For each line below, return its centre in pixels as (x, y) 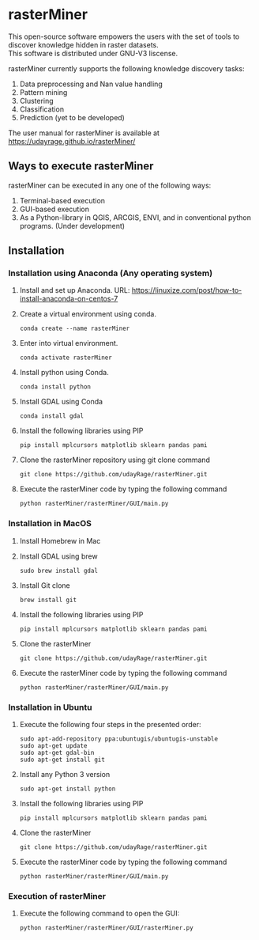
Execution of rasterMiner (57, 896)
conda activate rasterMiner (66, 358)
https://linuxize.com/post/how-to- (187, 290)
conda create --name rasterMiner (75, 329)
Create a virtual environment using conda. (88, 314)
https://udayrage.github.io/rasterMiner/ (72, 141)
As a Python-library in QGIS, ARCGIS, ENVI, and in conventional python (135, 217)
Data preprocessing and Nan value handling (91, 84)
